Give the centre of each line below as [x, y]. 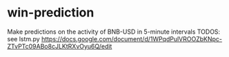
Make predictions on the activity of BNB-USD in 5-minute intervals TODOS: [114, 32]
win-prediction [51, 13]
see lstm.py [23, 38]
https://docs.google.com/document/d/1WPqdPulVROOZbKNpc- [132, 38]
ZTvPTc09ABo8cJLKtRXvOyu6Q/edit [60, 46]
